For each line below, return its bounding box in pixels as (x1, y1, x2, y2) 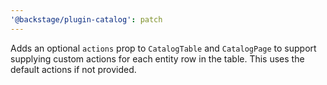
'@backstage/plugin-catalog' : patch (10, 14, 163, 25)
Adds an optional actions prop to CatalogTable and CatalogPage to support (10, 42, 317, 54)
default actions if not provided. (10, 63, 137, 75)
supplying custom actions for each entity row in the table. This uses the (10, 52, 305, 65)
